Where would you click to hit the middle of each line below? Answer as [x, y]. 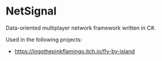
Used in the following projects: [44, 39]
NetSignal [31, 11]
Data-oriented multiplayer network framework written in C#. [81, 28]
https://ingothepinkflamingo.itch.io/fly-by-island [75, 51]
